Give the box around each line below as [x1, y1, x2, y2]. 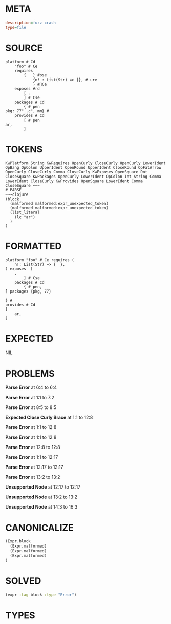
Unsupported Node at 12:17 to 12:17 [5, 484, 81, 490]
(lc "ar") [14, 214, 36, 220]
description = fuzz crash [5, 20, 56, 25]
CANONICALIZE [5, 522, 74, 534]
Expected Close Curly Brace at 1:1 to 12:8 [5, 414, 93, 421]
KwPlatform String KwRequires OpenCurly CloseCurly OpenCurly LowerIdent [5, 160, 166, 166]
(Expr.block [5, 539, 31, 544]
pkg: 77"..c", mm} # [5, 108, 50, 113]
